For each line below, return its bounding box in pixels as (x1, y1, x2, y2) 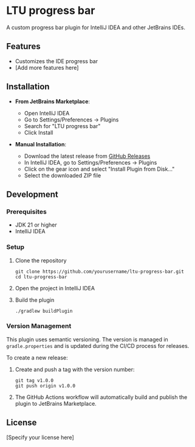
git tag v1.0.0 (15, 377, 54, 383)
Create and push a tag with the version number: (15, 366, 135, 373)
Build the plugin (15, 296, 55, 304)
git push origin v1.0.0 (15, 383, 76, 389)
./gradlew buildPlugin (15, 308, 73, 314)
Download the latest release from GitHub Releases (24, 152, 151, 160)
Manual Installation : (15, 140, 67, 148)
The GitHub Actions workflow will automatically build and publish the (15, 393, 188, 401)
